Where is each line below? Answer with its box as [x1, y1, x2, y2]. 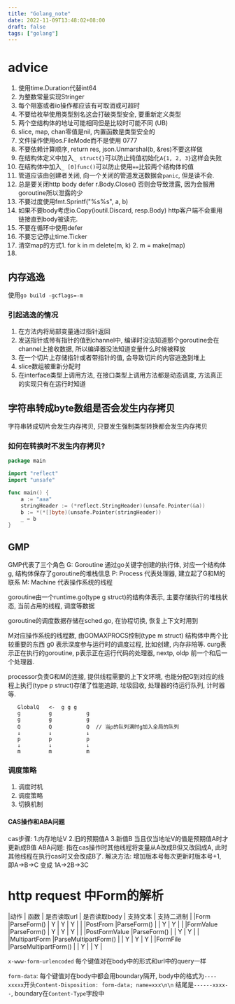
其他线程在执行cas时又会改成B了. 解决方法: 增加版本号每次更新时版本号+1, [8, 852, 222, 860]
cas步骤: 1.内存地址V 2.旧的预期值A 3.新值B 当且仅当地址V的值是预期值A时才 [8, 834, 229, 842]
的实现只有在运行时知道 [17, 380, 86, 388]
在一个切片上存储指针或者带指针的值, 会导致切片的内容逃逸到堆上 [17, 354, 206, 362]
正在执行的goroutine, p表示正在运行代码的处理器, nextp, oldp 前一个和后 [13, 649, 222, 657]
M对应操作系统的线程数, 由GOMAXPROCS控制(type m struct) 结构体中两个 [8, 631, 222, 640]
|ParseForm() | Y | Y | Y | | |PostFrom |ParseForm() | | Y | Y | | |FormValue [8, 920, 218, 928]
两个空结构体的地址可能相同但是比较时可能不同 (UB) [17, 119, 169, 127]
